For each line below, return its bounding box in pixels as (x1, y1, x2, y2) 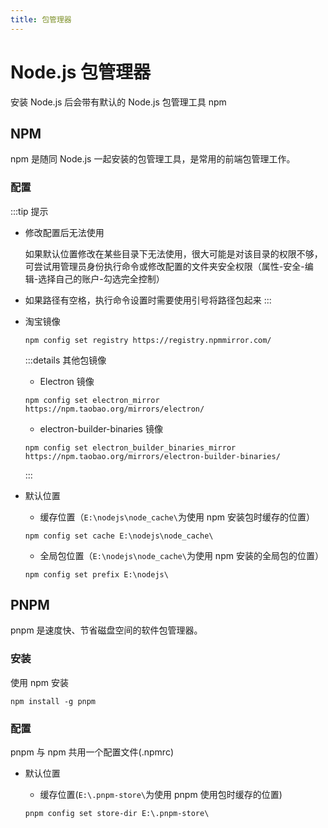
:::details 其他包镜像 (24, 354, 107, 366)
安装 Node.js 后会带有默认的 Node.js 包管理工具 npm (10, 96, 227, 108)
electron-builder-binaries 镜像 (39, 422, 163, 435)
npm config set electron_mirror (24, 395, 160, 405)
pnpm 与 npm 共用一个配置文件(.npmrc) (10, 746, 174, 758)
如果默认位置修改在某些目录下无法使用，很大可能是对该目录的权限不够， (24, 247, 323, 260)
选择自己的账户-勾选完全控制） (38, 272, 165, 285)
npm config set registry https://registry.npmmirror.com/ (24, 335, 272, 345)
